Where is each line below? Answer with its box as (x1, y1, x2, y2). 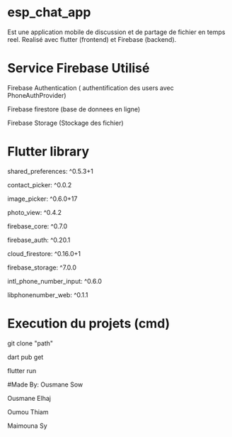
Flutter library (7, 143, 90, 160)
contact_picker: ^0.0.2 (7, 180, 72, 189)
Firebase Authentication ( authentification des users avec (7, 83, 175, 92)
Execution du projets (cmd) (7, 316, 170, 331)
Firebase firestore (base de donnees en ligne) (7, 104, 141, 114)
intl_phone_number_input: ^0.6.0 (7, 277, 103, 285)
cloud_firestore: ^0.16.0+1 (7, 249, 81, 258)
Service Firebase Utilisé (7, 60, 150, 77)
